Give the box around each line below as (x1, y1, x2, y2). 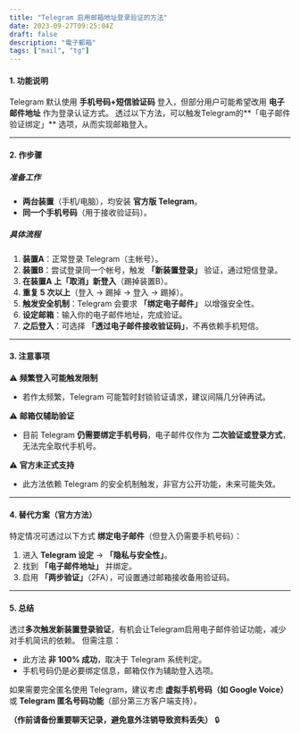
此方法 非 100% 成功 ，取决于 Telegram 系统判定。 (21, 654, 207, 665)
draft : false (9, 29, 58, 38)
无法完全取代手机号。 (21, 441, 101, 451)
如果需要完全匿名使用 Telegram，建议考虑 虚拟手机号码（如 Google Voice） (9, 685, 288, 695)
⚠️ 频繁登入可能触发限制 (9, 373, 98, 383)
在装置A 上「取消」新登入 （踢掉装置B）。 (21, 275, 172, 286)
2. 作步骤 (9, 149, 43, 160)
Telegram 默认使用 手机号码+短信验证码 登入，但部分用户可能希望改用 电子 (9, 97, 285, 107)
